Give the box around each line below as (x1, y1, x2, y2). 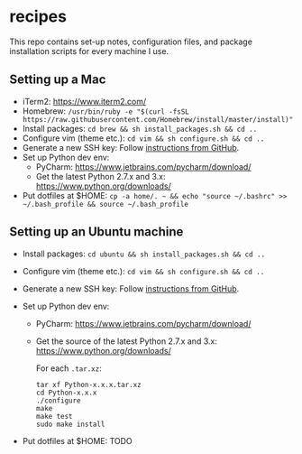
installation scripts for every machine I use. (9, 45, 169, 56)
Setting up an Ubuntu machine (9, 224, 184, 240)
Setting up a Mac (9, 72, 106, 88)
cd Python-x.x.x (35, 388, 97, 397)
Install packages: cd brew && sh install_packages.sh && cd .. (22, 123, 258, 134)
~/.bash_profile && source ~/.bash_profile (22, 199, 189, 208)
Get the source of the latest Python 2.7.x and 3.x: (35, 336, 218, 347)
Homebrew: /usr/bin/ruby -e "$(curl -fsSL (22, 106, 189, 116)
